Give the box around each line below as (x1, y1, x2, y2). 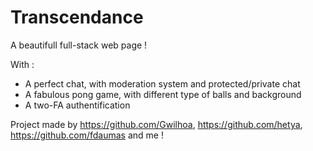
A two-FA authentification (24, 99, 131, 111)
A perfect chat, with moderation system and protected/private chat (24, 77, 301, 90)
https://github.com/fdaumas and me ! (10, 129, 164, 141)
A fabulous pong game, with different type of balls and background (24, 88, 302, 100)
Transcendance (10, 6, 144, 29)
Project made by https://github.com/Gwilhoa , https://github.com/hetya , (10, 118, 303, 130)
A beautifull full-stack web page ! (10, 39, 148, 51)
